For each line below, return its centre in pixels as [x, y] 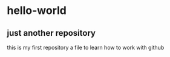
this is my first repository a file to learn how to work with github [86, 47]
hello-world [37, 11]
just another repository [51, 33]
